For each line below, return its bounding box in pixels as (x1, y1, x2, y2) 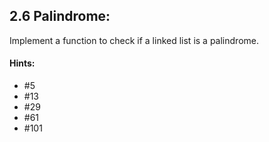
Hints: (9, 57, 36, 69)
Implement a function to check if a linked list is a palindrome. (9, 34, 259, 46)
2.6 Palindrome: (9, 8, 111, 25)
